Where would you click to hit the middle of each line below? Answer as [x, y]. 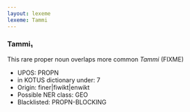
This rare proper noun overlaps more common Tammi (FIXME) [96, 59]
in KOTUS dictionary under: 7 [59, 80]
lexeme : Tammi [28, 20]
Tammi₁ [20, 44]
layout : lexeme [29, 13]
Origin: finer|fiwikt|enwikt [53, 87]
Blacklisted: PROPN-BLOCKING [62, 102]
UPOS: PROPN [38, 73]
